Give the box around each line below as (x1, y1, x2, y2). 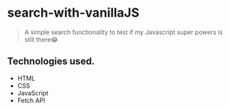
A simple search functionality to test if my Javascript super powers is (24, 28, 223, 36)
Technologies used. (7, 56, 95, 68)
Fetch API (17, 96, 45, 104)
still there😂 (24, 35, 59, 43)
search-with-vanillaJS (7, 5, 139, 21)
